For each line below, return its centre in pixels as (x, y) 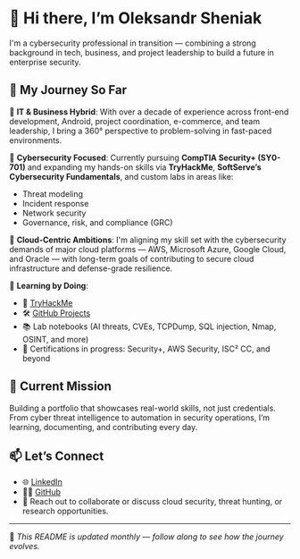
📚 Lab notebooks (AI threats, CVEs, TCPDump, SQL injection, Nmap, (149, 326)
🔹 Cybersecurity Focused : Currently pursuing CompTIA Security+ (133, 157)
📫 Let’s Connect (57, 456)
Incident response (55, 203)
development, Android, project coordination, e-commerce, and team (135, 121)
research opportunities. (65, 511)
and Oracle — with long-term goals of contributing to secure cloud (132, 258)
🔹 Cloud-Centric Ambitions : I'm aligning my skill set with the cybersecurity (148, 240)
